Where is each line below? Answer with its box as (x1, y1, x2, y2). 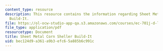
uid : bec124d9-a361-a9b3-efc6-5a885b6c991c (5, 39, 95, 44)
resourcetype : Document (5, 30, 53, 34)
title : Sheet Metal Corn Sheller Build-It (5, 34, 92, 39)
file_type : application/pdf (5, 25, 62, 30)
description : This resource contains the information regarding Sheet (5, 12, 151, 17)
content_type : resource (5, 7, 53, 12)
